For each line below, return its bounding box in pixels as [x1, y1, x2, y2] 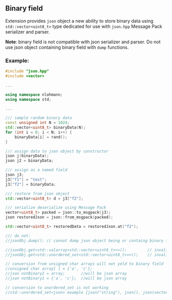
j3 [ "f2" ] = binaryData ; [5, 182, 56, 187]
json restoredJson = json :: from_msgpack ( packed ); [5, 215, 114, 220]
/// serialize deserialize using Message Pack [5, 205, 106, 210]
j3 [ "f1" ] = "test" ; [5, 177, 47, 182]
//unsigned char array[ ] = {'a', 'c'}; [5, 266, 93, 272]
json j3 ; [5, 172, 24, 178]
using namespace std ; [5, 97, 52, 102]
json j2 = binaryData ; [5, 158, 54, 164]
